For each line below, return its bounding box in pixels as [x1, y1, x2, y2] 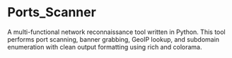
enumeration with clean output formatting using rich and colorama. [7, 42, 202, 51]
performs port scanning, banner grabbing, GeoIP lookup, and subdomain [7, 35, 220, 43]
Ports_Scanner [7, 4, 97, 21]
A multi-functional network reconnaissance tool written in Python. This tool [7, 28, 226, 36]
